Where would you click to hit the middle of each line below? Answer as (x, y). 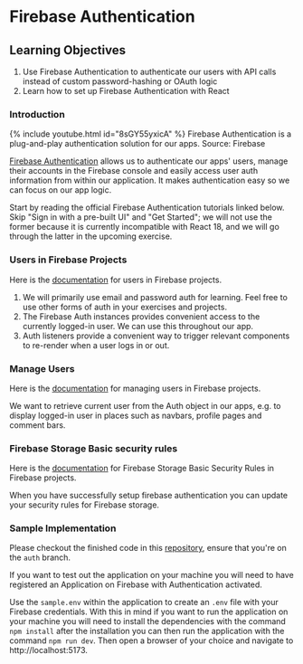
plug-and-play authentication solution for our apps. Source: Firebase (137, 144)
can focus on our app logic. (61, 190)
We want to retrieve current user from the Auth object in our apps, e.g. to (145, 405)
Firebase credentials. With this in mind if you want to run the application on (149, 612)
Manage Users (42, 368)
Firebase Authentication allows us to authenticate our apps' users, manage (149, 161)
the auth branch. (40, 557)
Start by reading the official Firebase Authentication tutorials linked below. (147, 208)
